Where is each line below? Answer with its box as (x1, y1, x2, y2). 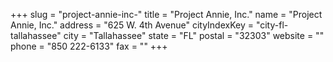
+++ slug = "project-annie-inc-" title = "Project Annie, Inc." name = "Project (10, 9, 323, 20)
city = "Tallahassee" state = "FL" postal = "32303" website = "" (63, 30, 325, 41)
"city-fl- (255, 19, 289, 31)
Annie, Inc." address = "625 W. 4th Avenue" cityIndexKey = (10, 19, 254, 31)
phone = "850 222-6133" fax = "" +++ (10, 40, 168, 52)
